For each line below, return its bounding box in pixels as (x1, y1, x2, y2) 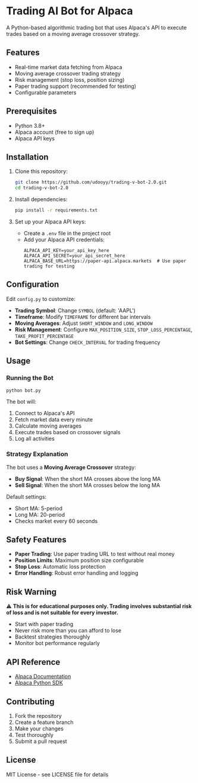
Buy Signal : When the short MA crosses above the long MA (14, 475, 161, 482)
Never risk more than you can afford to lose (14, 627, 122, 634)
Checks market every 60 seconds (14, 517, 98, 524)
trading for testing (23, 263, 75, 269)
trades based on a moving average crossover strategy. (6, 30, 140, 37)
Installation (6, 152, 49, 162)
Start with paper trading (14, 621, 73, 628)
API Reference (6, 657, 61, 667)
